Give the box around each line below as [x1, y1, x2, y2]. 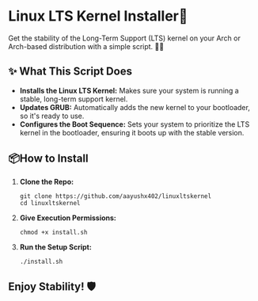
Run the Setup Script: [19, 242, 93, 252]
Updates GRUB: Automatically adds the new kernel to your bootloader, [19, 102, 251, 112]
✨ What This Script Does [8, 65, 133, 78]
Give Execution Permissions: [19, 213, 117, 223]
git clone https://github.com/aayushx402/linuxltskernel [19, 192, 212, 200]
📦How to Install [8, 152, 89, 166]
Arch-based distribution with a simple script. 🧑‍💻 [8, 41, 165, 51]
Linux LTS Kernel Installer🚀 [8, 7, 188, 25]
